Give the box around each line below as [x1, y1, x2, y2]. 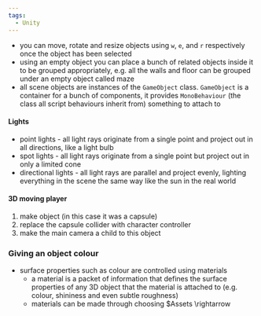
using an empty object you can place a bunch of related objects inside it [19, 57, 254, 67]
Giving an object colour [8, 248, 99, 259]
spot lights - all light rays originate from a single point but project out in [19, 151, 250, 160]
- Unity [15, 19, 41, 27]
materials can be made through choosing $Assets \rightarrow [31, 299, 231, 309]
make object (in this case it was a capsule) [19, 211, 158, 221]
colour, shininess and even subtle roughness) [31, 291, 178, 300]
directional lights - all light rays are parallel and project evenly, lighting [19, 167, 247, 177]
